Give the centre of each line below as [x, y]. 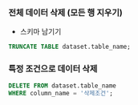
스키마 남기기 [41, 32]
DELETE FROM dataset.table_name [62, 86]
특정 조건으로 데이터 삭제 [53, 69]
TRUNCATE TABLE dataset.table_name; [69, 47]
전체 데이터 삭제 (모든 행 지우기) [65, 12]
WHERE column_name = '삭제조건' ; [61, 94]
